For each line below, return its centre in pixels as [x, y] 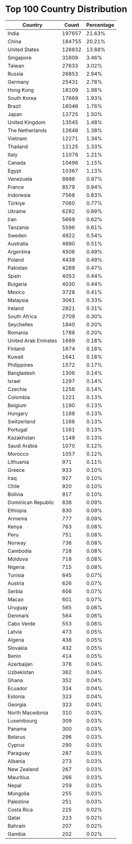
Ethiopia [17, 510]
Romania [18, 332]
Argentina [19, 251]
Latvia [15, 632]
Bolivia [15, 494]
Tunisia [16, 575]
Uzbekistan [21, 672]
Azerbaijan [20, 664]
